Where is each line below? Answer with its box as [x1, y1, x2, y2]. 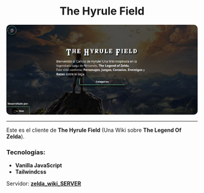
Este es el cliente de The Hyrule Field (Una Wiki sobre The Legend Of [6, 126, 182, 134]
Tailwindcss [15, 168, 47, 175]
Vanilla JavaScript [15, 162, 63, 169]
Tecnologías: [6, 147, 46, 156]
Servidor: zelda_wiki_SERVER [6, 180, 81, 188]
